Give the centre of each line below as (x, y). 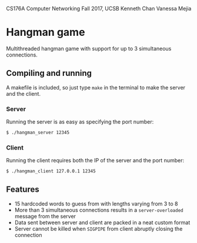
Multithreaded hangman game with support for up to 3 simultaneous (89, 48)
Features (23, 190)
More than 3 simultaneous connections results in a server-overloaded (99, 210)
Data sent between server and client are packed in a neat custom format (102, 222)
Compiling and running (49, 73)
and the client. (24, 94)
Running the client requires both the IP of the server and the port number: (95, 161)
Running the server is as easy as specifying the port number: (80, 122)
